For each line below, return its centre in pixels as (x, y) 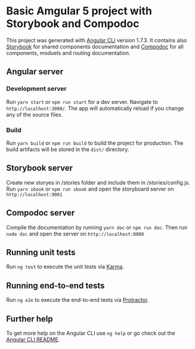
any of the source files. (34, 114)
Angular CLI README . (33, 339)
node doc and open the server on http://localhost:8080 (75, 234)
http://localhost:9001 (34, 195)
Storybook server (40, 168)
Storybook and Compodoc (73, 24)
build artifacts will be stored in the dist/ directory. (68, 149)
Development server (36, 89)
